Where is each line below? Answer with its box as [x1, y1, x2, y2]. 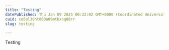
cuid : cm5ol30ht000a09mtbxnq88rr [5, 16, 75, 21]
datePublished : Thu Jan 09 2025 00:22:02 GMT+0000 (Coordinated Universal [5, 12, 165, 17]
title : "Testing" [5, 7, 42, 12]
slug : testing [5, 21, 35, 26]
